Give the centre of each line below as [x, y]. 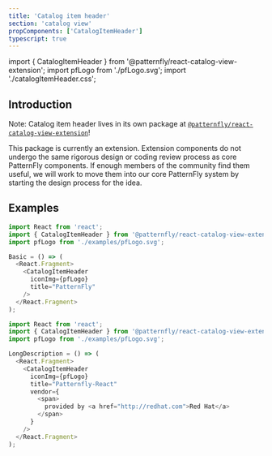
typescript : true [38, 39]
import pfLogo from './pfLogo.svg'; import [117, 71]
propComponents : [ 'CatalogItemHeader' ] [76, 31]
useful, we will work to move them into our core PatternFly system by [124, 174]
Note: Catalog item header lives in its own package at [97, 124]
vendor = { [45, 391]
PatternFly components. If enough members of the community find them [129, 166]
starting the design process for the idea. [75, 183]
